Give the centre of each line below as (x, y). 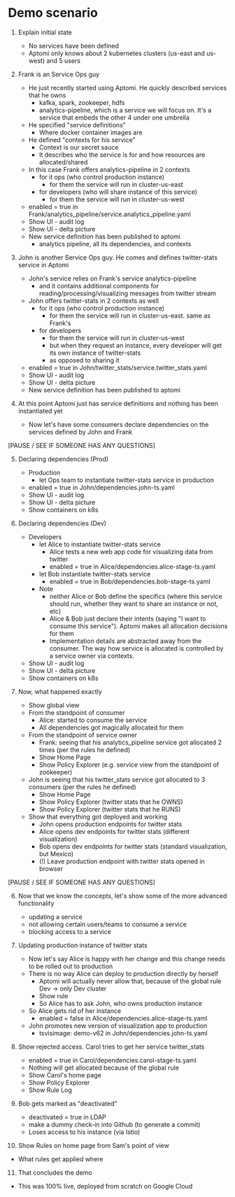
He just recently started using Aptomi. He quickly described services (127, 87)
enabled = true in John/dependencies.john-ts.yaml (102, 487)
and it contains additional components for (99, 285)
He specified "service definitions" (77, 125)
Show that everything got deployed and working (98, 816)
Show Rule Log (50, 1090)
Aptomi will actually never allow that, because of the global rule (130, 981)
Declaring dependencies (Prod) (63, 459)
